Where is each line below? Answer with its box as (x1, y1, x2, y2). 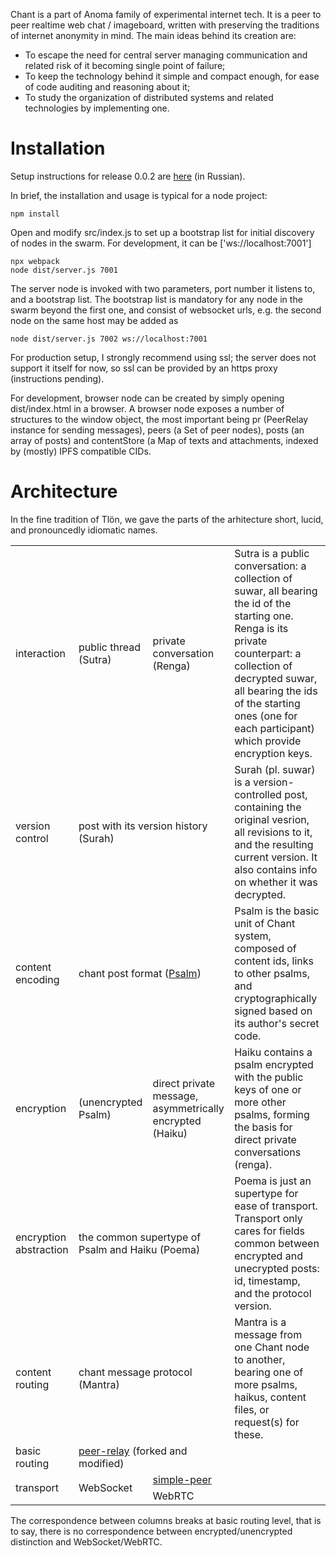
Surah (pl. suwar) (234, 762, 316, 776)
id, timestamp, (234, 1274, 301, 1288)
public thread (78, 640, 142, 654)
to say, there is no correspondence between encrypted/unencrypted (10, 1525, 293, 1537)
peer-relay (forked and (78, 1444, 188, 1458)
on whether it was (234, 875, 318, 889)
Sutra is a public (234, 546, 310, 560)
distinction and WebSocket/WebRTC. (10, 1535, 163, 1548)
